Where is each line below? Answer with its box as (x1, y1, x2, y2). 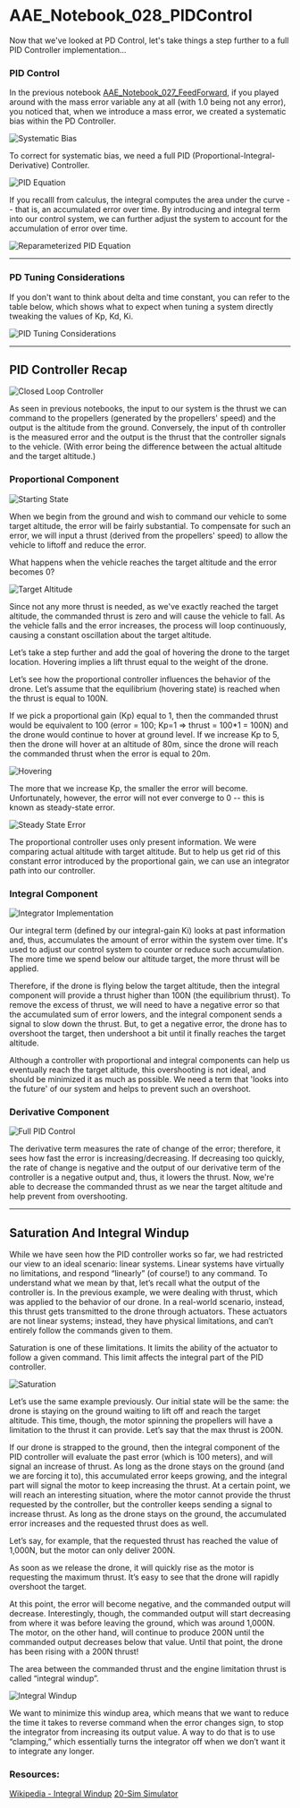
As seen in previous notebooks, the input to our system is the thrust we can (9, 404, 287, 414)
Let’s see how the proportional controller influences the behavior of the (9, 673, 271, 685)
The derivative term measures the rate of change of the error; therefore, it (9, 1143, 281, 1155)
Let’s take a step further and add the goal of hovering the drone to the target (9, 646, 290, 658)
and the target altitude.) (9, 451, 96, 462)
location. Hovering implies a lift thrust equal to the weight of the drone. (9, 656, 269, 667)
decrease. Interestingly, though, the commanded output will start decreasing (9, 1608, 291, 1619)
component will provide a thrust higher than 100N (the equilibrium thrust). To (9, 990, 291, 1001)
